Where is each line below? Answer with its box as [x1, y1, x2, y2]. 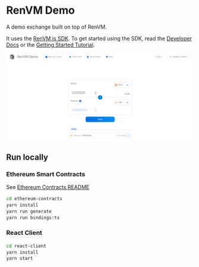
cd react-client [6, 243, 46, 249]
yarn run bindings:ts [6, 215, 60, 221]
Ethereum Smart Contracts [6, 170, 85, 178]
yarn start [6, 256, 33, 262]
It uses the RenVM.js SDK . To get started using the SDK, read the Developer [6, 35, 192, 42]
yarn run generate [6, 208, 52, 215]
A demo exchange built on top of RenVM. [6, 23, 107, 30]
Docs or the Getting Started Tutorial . [6, 41, 95, 48]
